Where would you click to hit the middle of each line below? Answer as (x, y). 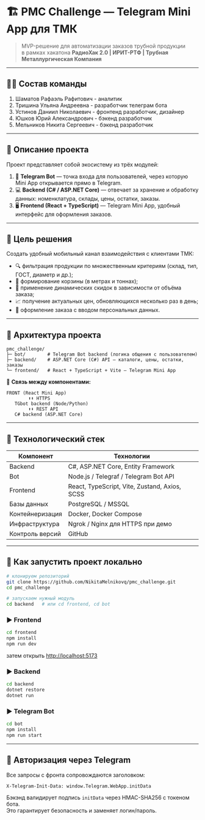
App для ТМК (42, 29)
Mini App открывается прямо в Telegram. (68, 183)
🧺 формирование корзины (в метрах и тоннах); (77, 281)
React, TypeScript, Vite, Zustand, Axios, (124, 486)
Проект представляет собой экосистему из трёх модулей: (82, 164)
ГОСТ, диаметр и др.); (44, 275)
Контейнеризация (36, 514)
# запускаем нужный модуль (41, 598)
